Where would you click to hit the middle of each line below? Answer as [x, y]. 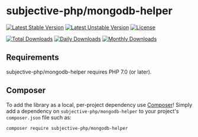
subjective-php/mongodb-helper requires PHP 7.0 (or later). [79, 72]
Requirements [33, 58]
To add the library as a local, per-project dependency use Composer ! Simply [99, 104]
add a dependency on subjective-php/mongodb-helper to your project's [92, 111]
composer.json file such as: [39, 117]
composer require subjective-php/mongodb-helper [67, 128]
